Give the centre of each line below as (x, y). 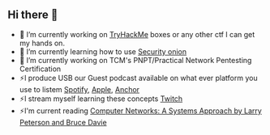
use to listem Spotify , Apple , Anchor (79, 89)
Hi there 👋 (33, 15)
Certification (40, 69)
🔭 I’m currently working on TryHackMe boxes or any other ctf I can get (137, 34)
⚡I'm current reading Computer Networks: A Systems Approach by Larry (141, 111)
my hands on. (42, 43)
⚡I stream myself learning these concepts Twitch (101, 99)
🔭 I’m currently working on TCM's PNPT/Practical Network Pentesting (135, 60)
